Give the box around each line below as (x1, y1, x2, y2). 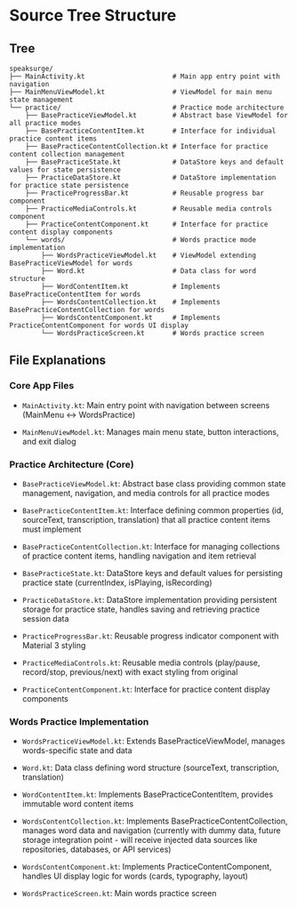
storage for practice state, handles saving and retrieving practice (21, 604, 261, 614)
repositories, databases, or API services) (21, 844, 172, 855)
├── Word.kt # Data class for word (41, 267, 256, 276)
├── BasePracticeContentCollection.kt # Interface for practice (25, 142, 269, 151)
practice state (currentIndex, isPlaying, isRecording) (21, 577, 213, 588)
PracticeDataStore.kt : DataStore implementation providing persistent (21, 594, 277, 605)
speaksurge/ (9, 64, 53, 73)
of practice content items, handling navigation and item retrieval (21, 550, 256, 561)
